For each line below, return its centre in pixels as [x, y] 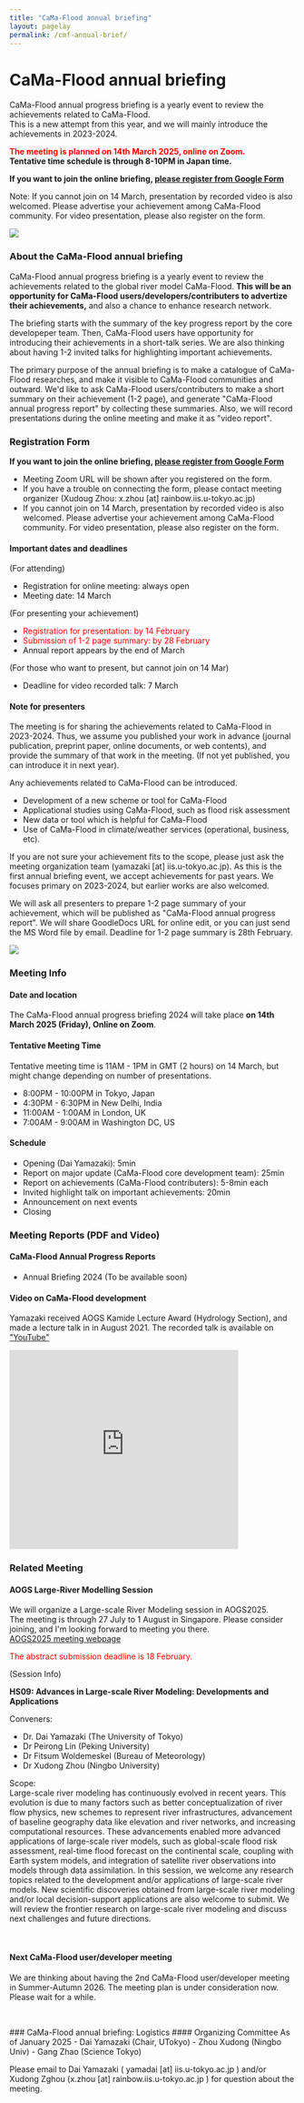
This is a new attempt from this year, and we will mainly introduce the [139, 125]
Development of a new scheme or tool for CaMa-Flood [124, 801]
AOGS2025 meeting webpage [65, 1639]
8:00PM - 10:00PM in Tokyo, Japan [89, 1093]
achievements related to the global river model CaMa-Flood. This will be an [151, 286]
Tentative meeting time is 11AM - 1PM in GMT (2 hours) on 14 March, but [144, 1066]
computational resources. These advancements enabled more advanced [145, 1832]
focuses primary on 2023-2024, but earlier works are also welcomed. [139, 886]
